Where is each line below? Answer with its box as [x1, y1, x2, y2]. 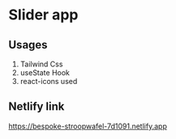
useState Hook [19, 68, 71, 78]
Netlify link [8, 99, 65, 114]
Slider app [8, 6, 79, 24]
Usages [8, 38, 48, 52]
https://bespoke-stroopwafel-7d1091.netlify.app [8, 121, 168, 131]
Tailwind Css [19, 59, 63, 69]
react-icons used [19, 77, 78, 86]
